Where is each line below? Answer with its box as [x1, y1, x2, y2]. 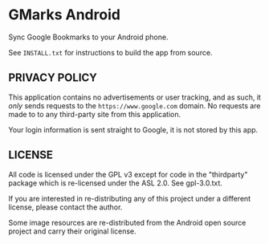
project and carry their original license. [8, 226, 137, 236]
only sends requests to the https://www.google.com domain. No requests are [8, 100, 261, 110]
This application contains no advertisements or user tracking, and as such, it [8, 92, 261, 102]
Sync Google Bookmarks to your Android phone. [8, 32, 169, 42]
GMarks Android [8, 6, 120, 24]
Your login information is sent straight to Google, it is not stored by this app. [8, 124, 259, 134]
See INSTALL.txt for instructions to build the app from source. [8, 47, 213, 57]
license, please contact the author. [8, 202, 123, 212]
